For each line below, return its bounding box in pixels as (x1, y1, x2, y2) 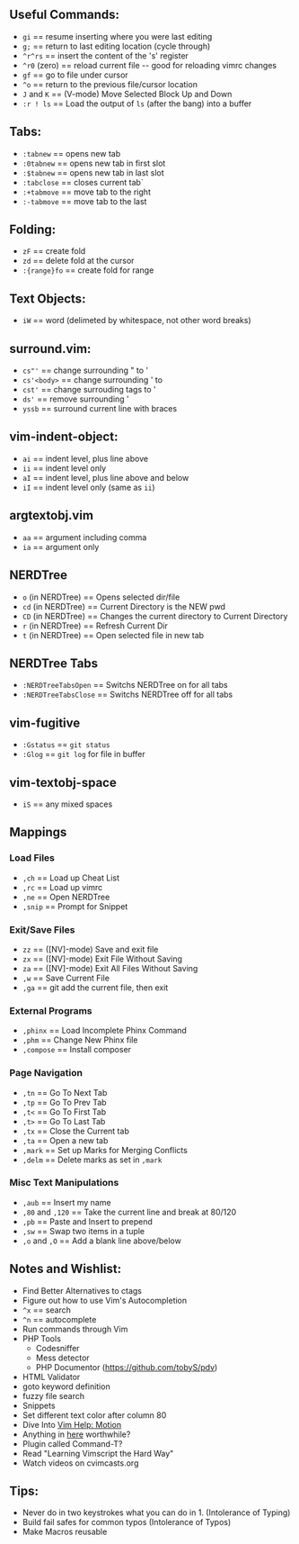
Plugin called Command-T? (22, 1438, 123, 1449)
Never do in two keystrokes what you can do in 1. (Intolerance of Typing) (22, 1507, 291, 1518)
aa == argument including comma (22, 531, 147, 543)
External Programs (9, 1004, 92, 1016)
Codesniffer (35, 1342, 80, 1353)
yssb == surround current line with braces (22, 403, 178, 414)
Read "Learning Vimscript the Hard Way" (22, 1448, 174, 1458)
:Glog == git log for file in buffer (22, 749, 145, 760)
